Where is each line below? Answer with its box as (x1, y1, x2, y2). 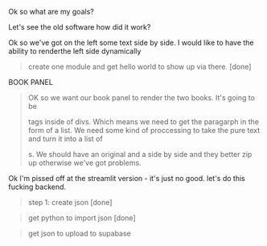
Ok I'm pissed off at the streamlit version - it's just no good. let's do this (8, 174, 245, 183)
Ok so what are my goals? (8, 7, 94, 16)
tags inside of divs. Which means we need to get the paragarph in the (27, 117, 260, 127)
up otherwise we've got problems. (27, 158, 142, 167)
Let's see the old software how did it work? (8, 22, 151, 31)
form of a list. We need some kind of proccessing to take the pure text (27, 126, 261, 135)
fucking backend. (8, 182, 67, 192)
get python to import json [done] (27, 213, 136, 223)
